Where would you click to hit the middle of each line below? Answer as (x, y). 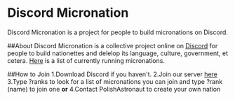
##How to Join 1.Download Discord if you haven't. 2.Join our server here (112, 74)
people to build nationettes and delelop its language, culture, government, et (118, 53)
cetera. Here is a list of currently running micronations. (86, 60)
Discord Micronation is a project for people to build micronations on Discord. (117, 32)
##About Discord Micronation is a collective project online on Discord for (113, 45)
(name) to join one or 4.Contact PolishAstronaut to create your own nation (114, 89)
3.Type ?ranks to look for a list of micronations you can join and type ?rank (115, 81)
